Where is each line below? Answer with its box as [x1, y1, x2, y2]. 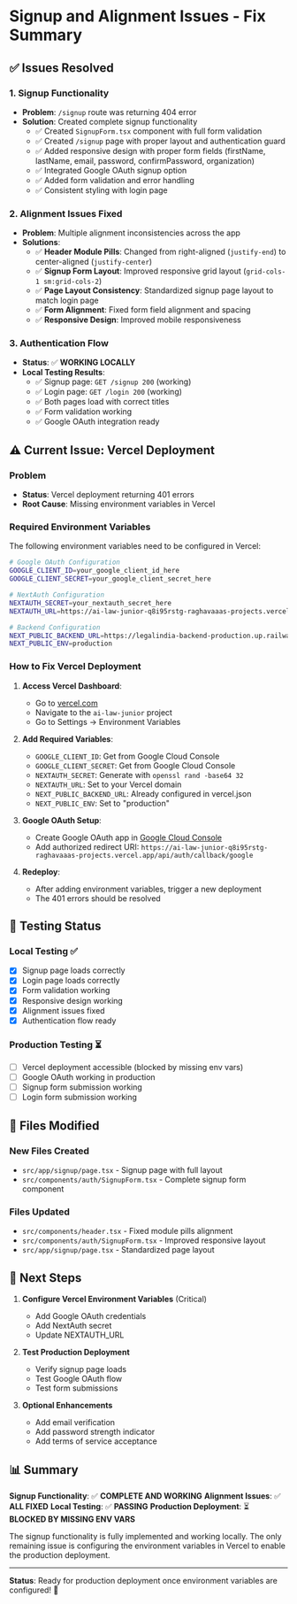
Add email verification [34, 1417, 116, 1428]
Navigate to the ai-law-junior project [34, 706, 172, 718]
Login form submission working [21, 1091, 137, 1103]
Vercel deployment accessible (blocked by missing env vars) [21, 1061, 244, 1072]
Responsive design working [21, 995, 124, 1006]
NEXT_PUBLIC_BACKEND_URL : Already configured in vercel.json [34, 788, 252, 798]
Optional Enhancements [21, 1400, 113, 1411]
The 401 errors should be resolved [34, 892, 161, 904]
